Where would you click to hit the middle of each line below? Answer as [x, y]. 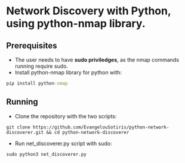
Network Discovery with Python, [89, 11]
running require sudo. [41, 66]
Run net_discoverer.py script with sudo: [63, 143]
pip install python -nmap [37, 83]
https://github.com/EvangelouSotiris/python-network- [101, 127]
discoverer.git [25, 132]
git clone [18, 127]
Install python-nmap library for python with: [68, 72]
